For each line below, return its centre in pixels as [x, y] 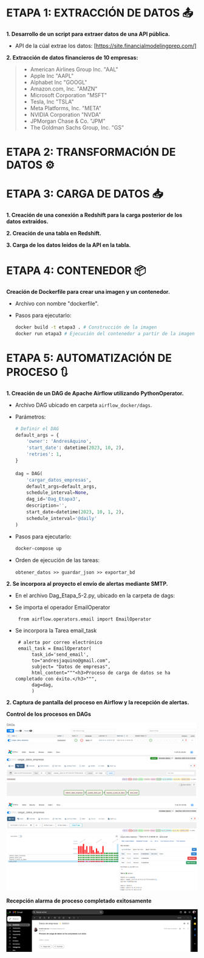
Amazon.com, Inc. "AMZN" [64, 89]
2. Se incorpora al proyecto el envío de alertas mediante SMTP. [87, 583]
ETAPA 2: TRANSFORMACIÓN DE [91, 152]
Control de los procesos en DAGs [49, 714]
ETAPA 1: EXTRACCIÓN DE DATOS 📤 [100, 13]
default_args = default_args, [62, 486]
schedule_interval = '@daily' [62, 518]
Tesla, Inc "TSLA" [52, 102]
